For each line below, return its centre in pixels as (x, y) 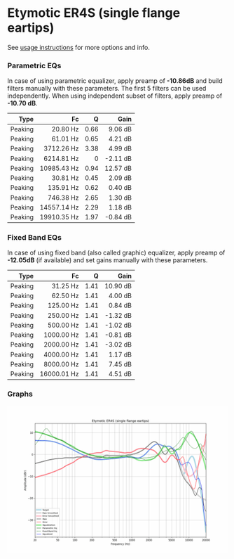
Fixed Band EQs (34, 237)
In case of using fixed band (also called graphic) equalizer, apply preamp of (116, 253)
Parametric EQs (34, 65)
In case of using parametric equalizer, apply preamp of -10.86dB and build (115, 81)
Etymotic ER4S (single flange (94, 13)
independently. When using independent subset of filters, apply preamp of (115, 96)
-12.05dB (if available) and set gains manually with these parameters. (108, 260)
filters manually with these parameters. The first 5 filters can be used (107, 89)
